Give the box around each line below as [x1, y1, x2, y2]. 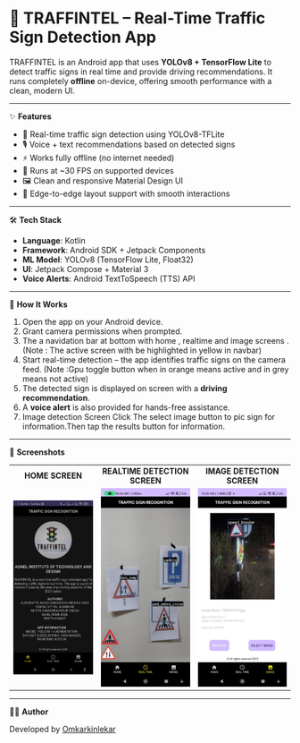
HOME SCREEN [24, 470, 83, 482]
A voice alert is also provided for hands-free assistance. [21, 402, 230, 413]
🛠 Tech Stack [9, 214, 62, 225]
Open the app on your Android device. [21, 316, 163, 327]
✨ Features [9, 111, 52, 122]
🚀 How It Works [9, 299, 69, 310]
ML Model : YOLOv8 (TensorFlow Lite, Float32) [21, 254, 194, 265]
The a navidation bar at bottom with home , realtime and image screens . [21, 335, 289, 346]
